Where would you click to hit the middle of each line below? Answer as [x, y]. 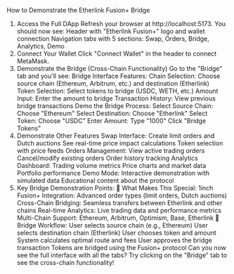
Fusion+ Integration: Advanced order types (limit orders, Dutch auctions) [122, 195]
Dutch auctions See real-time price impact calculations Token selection [120, 143]
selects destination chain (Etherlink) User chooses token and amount [117, 233]
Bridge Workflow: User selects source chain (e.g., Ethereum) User [112, 225]
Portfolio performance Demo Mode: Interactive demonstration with [113, 173]
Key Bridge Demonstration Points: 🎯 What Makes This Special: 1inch [115, 188]
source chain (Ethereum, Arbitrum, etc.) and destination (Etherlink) [113, 83]
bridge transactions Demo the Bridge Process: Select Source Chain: [115, 106]
